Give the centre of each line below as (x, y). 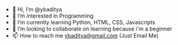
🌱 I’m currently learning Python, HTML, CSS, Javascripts (83, 22)
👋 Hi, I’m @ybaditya (37, 9)
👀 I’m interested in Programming (53, 16)
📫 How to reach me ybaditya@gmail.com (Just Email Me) (85, 36)
